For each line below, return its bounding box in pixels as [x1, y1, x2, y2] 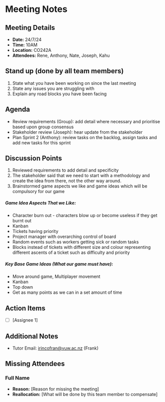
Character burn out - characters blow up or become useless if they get [12, 212, 158, 218]
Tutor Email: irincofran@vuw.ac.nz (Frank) [12, 345, 98, 351]
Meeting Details [5, 23, 56, 32]
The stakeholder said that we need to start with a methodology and [12, 173, 150, 179]
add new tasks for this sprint [12, 140, 71, 146]
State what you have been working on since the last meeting [12, 80, 137, 86]
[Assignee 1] [12, 317, 38, 323]
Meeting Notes [5, 3, 68, 15]
